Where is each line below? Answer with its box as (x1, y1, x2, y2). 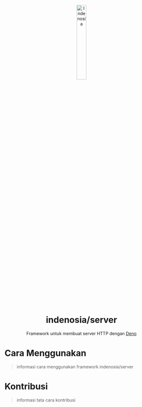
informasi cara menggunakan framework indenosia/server (16, 364, 134, 369)
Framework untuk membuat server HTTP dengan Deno (26, 330, 137, 336)
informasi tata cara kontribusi (16, 397, 76, 403)
